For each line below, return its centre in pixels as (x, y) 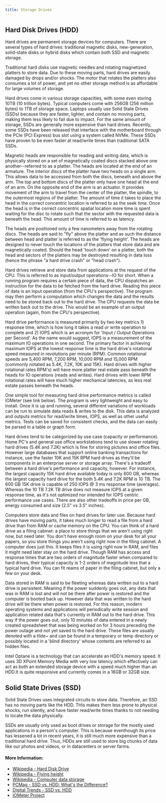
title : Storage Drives (28, 10)
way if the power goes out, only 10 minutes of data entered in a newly (76, 620)
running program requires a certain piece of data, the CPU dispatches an (80, 281)
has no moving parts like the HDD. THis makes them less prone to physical (81, 705)
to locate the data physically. (34, 716)
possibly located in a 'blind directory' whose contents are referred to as (78, 641)
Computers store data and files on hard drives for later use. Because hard (80, 515)
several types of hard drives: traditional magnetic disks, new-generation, (79, 47)
